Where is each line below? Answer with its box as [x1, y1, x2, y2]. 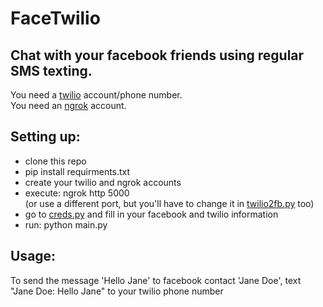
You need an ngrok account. [10, 100, 127, 111]
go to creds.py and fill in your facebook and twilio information [24, 208, 279, 220]
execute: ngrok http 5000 [24, 187, 130, 199]
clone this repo [24, 155, 87, 167]
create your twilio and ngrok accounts [24, 176, 182, 188]
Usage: [10, 248, 57, 265]
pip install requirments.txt [24, 165, 131, 177]
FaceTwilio [10, 7, 101, 30]
